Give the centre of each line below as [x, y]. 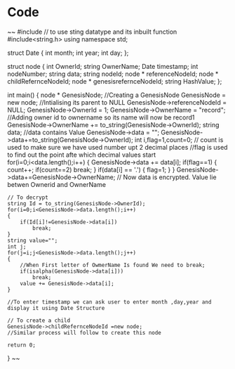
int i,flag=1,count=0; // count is [179, 140]
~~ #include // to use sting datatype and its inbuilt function [92, 32]
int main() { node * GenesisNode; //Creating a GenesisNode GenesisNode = [117, 95]
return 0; [22, 345]
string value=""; [33, 240]
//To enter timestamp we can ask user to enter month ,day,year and [109, 302]
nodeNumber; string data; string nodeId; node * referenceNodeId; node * [113, 74]
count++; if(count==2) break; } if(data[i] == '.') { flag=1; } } [91, 169]
